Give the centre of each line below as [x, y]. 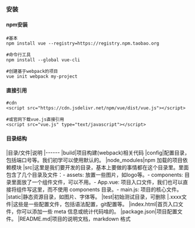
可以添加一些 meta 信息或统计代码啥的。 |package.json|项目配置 [100, 211]
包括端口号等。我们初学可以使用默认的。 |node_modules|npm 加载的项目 [94, 160]
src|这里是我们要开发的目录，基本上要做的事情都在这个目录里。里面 [107, 167]
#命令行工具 [19, 55]
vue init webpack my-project [42, 77]
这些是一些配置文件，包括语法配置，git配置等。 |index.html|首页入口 [95, 204]
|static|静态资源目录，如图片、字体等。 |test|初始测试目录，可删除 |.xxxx [94, 197]
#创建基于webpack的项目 [32, 72]
